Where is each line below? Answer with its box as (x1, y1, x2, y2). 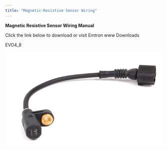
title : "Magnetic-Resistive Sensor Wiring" (5, 8, 97, 13)
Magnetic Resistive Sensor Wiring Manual (5, 22, 94, 28)
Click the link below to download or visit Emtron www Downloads (5, 32, 139, 38)
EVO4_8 (5, 41, 21, 47)
